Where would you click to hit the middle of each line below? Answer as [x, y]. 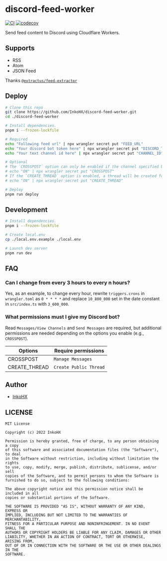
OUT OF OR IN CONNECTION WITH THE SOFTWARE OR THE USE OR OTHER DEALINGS [83, 546]
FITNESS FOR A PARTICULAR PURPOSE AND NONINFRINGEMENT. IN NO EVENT [78, 524]
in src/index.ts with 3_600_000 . [37, 304]
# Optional [16, 162]
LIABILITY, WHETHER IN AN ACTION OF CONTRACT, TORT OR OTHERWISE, [75, 537]
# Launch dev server [27, 248]
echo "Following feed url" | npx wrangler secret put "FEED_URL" [74, 144]
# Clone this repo [24, 107]
